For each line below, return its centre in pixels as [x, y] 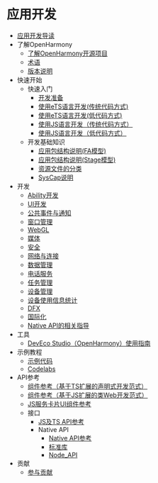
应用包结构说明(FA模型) [72, 150]
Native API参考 [70, 438]
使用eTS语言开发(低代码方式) [80, 115]
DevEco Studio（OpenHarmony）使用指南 [89, 343]
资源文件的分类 [60, 168]
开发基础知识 [46, 142]
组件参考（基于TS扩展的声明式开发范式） [88, 386]
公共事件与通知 [49, 213]
